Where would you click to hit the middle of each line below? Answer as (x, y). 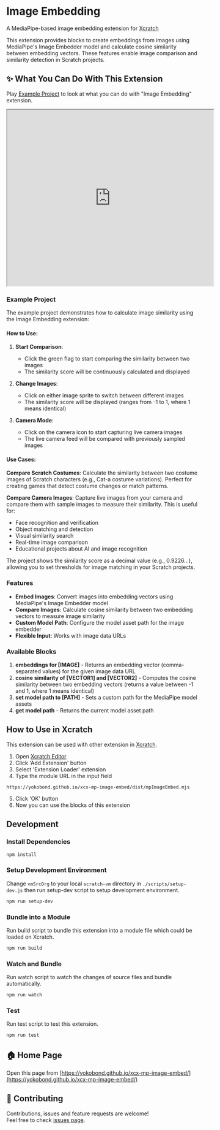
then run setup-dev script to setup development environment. (102, 890)
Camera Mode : (34, 421)
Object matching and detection (54, 529)
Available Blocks (31, 651)
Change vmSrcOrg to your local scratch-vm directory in (74, 884)
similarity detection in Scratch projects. (56, 59)
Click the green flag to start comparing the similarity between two (107, 359)
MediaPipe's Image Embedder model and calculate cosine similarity (92, 47)
